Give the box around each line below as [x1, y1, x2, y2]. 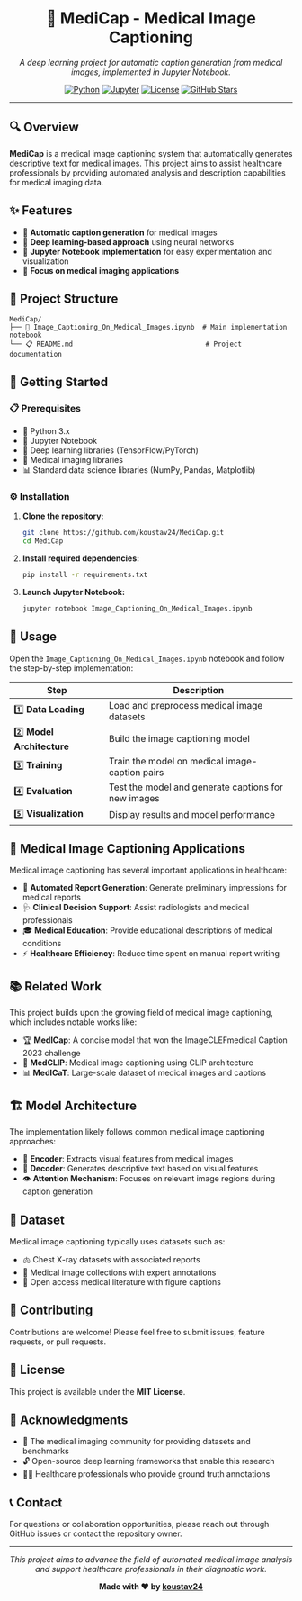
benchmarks [22, 1445, 69, 1457]
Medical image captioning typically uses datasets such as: [9, 1235, 226, 1246]
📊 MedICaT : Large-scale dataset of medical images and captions [22, 1067, 267, 1079]
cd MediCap [22, 537, 64, 546]
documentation [9, 350, 63, 359]
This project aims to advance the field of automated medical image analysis [9, 1554, 293, 1565]
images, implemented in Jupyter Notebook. [70, 67, 232, 77]
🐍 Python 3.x [22, 426, 70, 437]
